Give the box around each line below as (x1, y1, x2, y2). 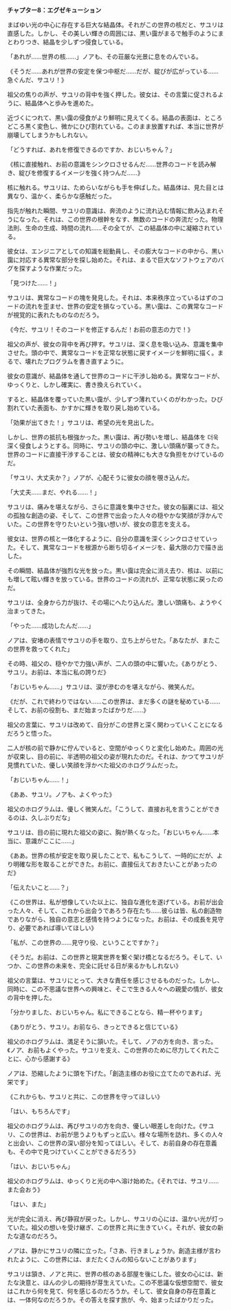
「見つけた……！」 (7, 279, 60, 287)
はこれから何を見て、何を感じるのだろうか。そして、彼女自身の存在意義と (7, 1287, 217, 1295)
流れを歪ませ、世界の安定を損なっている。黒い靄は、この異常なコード (25, 302, 223, 310)
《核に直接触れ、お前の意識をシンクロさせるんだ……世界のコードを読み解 (7, 160, 217, 168)
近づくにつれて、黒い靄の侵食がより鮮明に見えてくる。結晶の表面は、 (7, 114, 205, 122)
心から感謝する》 (25, 1054, 74, 1063)
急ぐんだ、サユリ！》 (7, 76, 67, 84)
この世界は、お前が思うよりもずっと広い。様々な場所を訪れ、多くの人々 (19, 1130, 224, 1139)
